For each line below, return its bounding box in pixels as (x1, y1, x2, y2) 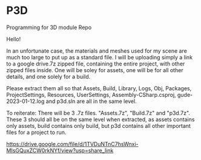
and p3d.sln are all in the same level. (45, 98, 137, 105)
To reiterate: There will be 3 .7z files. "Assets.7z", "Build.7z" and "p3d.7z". (6, 109, 191, 116)
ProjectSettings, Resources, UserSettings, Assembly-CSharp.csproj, (6, 91, 177, 98)
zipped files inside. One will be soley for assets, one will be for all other (6, 66, 183, 73)
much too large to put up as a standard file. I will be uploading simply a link (6, 53, 193, 61)
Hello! (6, 35, 21, 42)
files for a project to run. (6, 128, 67, 136)
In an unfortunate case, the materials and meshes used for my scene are (6, 47, 188, 55)
